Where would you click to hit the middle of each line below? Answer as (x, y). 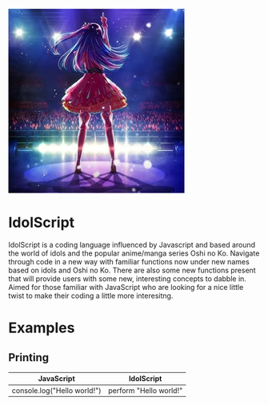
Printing (29, 357)
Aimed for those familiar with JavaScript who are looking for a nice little (126, 287)
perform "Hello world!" (145, 390)
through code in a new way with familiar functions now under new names (129, 261)
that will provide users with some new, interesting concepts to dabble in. (127, 278)
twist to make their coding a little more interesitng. (91, 296)
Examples (42, 328)
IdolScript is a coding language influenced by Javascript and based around (132, 244)
